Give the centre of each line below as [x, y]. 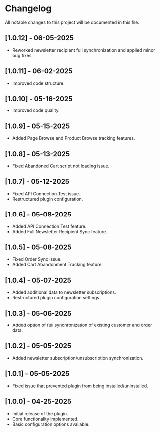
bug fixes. [23, 55]
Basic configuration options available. [51, 424]
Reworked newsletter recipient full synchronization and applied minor [84, 50]
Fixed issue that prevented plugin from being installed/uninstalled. [80, 386]
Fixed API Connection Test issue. [46, 193]
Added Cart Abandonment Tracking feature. [58, 265]
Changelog [28, 9]
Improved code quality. [36, 110]
